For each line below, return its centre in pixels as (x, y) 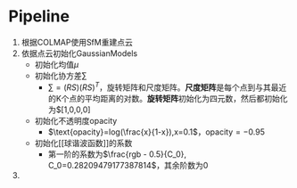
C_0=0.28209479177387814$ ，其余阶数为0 (128, 165)
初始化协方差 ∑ (61, 75)
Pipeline (39, 16)
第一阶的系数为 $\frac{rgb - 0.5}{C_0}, (117, 154)
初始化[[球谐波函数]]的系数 (83, 143)
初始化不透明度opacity (76, 120)
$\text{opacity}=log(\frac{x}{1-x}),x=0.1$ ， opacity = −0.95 (156, 132)
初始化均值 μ (57, 64)
